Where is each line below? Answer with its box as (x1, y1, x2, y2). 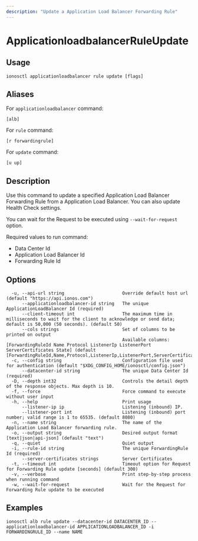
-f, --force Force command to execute (11, 388, 186, 395)
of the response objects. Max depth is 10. (6, 384, 115, 390)
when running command (6, 477, 60, 482)
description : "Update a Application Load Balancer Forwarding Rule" (6, 8, 178, 15)
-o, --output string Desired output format (11, 430, 178, 436)
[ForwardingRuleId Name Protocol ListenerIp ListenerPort (6, 342, 151, 348)
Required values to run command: (6, 234, 88, 241)
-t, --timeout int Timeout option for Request (11, 461, 192, 467)
